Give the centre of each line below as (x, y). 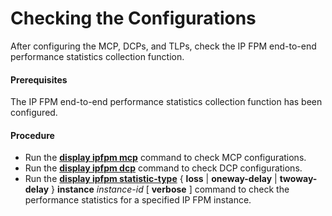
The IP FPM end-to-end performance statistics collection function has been (166, 102)
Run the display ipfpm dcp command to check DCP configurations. (163, 168)
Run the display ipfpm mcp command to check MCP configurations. (165, 158)
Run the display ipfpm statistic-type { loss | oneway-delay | (151, 179)
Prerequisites (39, 79)
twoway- (298, 179)
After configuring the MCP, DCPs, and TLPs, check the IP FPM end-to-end (163, 46)
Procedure (32, 135)
